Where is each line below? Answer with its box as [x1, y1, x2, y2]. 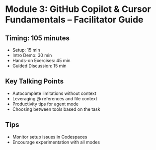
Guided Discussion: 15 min [12, 63, 67, 69]
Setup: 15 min [12, 47, 41, 53]
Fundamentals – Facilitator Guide [5, 14, 144, 25]
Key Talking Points [5, 77, 64, 85]
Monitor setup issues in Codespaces [12, 134, 87, 140]
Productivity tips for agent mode [12, 101, 78, 107]
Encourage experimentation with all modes [12, 139, 100, 145]
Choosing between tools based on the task [12, 106, 100, 112]
